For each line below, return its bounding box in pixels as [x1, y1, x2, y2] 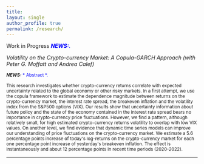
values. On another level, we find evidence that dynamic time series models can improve [6, 125, 191, 131]
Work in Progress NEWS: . [6, 42, 71, 50]
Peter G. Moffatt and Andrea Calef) [6, 61, 95, 68]
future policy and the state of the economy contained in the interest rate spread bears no [6, 110, 192, 116]
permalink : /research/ [6, 25, 64, 32]
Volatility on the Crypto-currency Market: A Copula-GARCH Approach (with [6, 54, 195, 61]
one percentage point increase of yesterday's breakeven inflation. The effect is [6, 141, 171, 147]
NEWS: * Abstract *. [6, 72, 49, 79]
